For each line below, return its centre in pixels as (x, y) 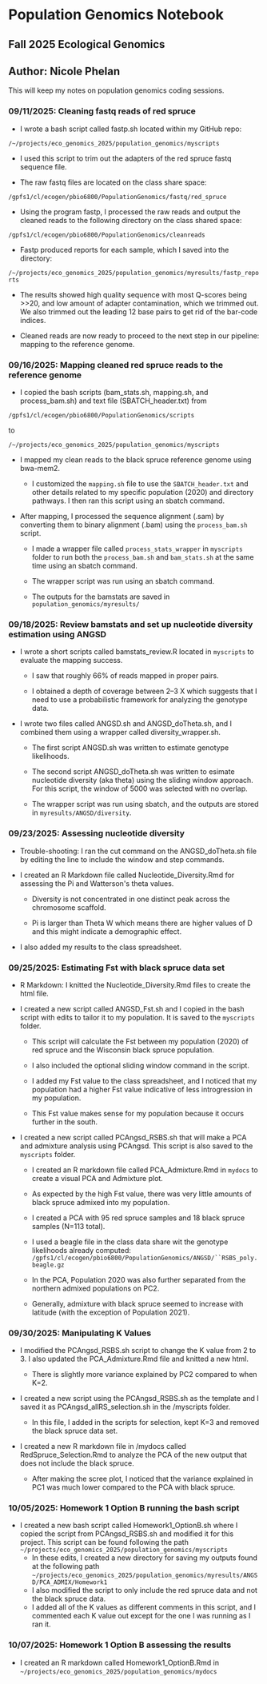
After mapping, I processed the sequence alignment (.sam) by (122, 516)
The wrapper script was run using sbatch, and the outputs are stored (145, 804)
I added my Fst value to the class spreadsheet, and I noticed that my (144, 1080)
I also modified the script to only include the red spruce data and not (145, 1590)
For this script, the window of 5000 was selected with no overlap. (139, 788)
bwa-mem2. (40, 468)
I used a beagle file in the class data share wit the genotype (130, 1242)
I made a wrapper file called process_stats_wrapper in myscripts (137, 549)
